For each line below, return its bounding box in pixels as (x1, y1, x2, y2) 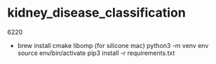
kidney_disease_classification (7, 5, 186, 21)
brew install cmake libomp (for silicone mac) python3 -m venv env (17, 41, 209, 49)
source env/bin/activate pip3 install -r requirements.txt (17, 49, 175, 57)
